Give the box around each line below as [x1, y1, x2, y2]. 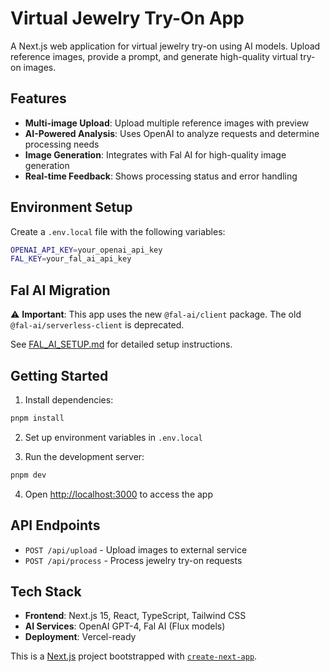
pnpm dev [10, 470, 47, 480]
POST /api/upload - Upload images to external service [24, 543, 248, 556]
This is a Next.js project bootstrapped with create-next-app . [10, 650, 258, 662]
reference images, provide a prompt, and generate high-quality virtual [10, 50, 298, 62]
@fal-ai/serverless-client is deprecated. [10, 319, 185, 331]
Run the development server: [24, 450, 145, 462]
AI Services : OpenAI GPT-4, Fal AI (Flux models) [24, 620, 226, 632]
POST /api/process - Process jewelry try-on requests [24, 554, 243, 566]
